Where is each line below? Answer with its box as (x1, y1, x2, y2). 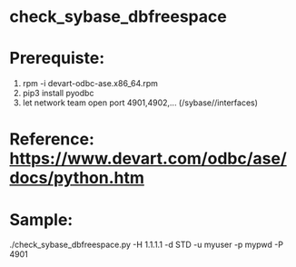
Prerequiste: (9, 48, 105, 69)
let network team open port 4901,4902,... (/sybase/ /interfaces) (22, 97, 259, 108)
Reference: (9, 129, 95, 150)
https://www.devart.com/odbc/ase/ (9, 148, 288, 169)
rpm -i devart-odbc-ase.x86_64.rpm (22, 78, 159, 89)
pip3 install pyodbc (22, 88, 94, 99)
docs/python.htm (9, 168, 145, 188)
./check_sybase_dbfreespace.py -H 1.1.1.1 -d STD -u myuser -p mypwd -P (9, 239, 284, 251)
